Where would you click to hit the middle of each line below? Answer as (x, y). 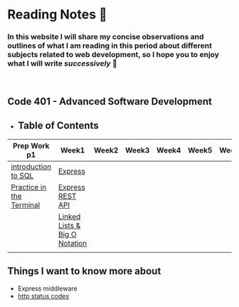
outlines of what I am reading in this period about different (110, 46)
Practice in (29, 187)
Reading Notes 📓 (58, 15)
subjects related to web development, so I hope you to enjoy (113, 55)
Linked (69, 217)
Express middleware (47, 288)
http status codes (43, 296)
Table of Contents (58, 126)
